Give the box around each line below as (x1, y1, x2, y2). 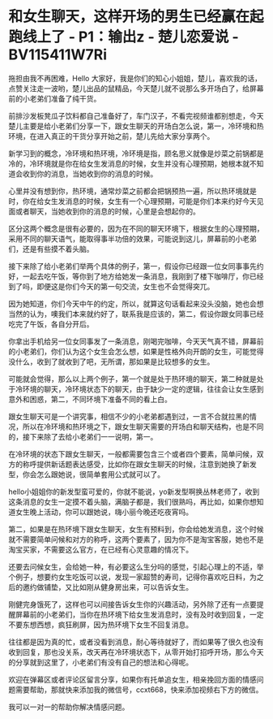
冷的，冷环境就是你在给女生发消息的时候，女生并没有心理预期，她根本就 (8, 158, 250, 168)
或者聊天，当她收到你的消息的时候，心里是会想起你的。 (15, 206, 200, 216)
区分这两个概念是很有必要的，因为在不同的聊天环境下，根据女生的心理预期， (8, 223, 264, 233)
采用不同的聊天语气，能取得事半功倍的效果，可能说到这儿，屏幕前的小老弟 (8, 233, 257, 244)
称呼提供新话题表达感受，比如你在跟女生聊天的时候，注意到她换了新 (22, 459, 250, 469)
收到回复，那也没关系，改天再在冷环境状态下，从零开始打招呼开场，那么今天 (8, 647, 264, 656)
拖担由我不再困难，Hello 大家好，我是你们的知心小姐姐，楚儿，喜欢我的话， (8, 73, 262, 83)
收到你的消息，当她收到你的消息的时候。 (22, 168, 158, 179)
